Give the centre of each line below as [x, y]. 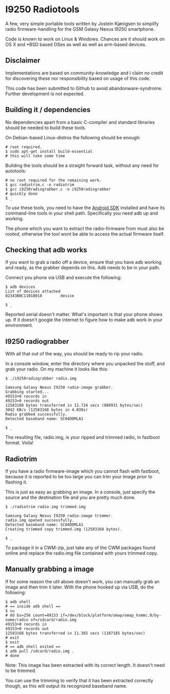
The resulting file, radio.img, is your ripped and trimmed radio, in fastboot [83, 437]
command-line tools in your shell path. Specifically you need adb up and [82, 213]
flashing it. [16, 482]
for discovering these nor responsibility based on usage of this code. [78, 78]
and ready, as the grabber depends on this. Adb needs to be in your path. [83, 268]
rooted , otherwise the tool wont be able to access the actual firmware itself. [85, 234]
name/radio [17, 620]
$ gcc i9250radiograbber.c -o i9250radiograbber [58, 189]
